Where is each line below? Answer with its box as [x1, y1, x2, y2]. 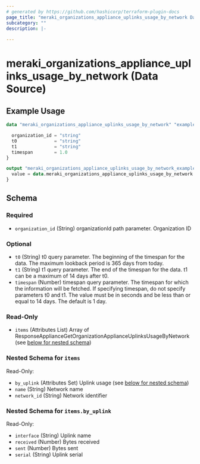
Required [6, 211, 33, 219]
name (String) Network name [14, 385, 83, 392]
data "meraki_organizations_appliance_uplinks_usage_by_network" [6, 122, 171, 128]
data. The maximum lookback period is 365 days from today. [14, 260, 164, 267]
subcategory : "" [6, 20, 46, 26]
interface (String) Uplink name [14, 432, 91, 439]
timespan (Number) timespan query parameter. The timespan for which [14, 279, 189, 286]
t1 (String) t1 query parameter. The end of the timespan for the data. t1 [14, 265, 187, 273]
